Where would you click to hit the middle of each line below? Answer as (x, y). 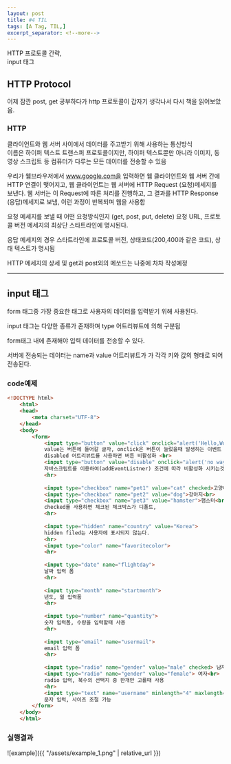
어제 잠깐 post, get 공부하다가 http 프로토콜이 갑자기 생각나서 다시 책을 (102, 101)
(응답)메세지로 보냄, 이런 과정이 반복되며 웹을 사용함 (76, 202)
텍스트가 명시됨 (34, 248)
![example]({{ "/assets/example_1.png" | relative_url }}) (84, 753)
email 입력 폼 (62, 648)
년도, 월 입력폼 (63, 597)
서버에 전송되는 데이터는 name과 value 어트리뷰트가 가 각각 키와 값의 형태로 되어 (115, 355)
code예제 (22, 383)
